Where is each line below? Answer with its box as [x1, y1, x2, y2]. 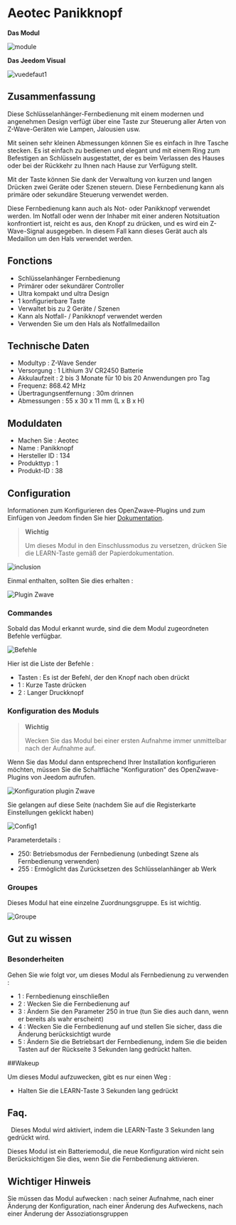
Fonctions [7, 255, 53, 267]
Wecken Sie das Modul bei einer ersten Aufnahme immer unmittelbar [24, 736, 227, 745]
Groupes [7, 882, 38, 892]
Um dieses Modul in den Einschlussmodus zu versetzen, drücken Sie [24, 542, 227, 549]
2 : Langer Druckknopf [17, 688, 84, 697]
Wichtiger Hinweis [7, 1175, 91, 1187]
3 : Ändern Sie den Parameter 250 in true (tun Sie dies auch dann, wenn [17, 1007, 229, 1015]
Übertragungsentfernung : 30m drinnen [17, 389, 134, 398]
